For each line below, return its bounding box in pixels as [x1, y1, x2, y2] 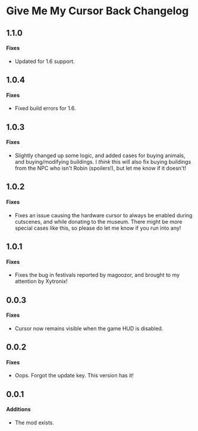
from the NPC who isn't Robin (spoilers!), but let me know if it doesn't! [14, 164, 186, 171]
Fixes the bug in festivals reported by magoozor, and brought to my [14, 271, 180, 279]
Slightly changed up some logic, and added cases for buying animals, [14, 152, 186, 159]
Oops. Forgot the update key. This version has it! [14, 372, 134, 379]
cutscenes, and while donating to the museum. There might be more [14, 218, 183, 225]
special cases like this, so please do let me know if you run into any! [14, 224, 181, 232]
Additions [6, 406, 31, 413]
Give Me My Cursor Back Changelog [6, 4, 189, 18]
